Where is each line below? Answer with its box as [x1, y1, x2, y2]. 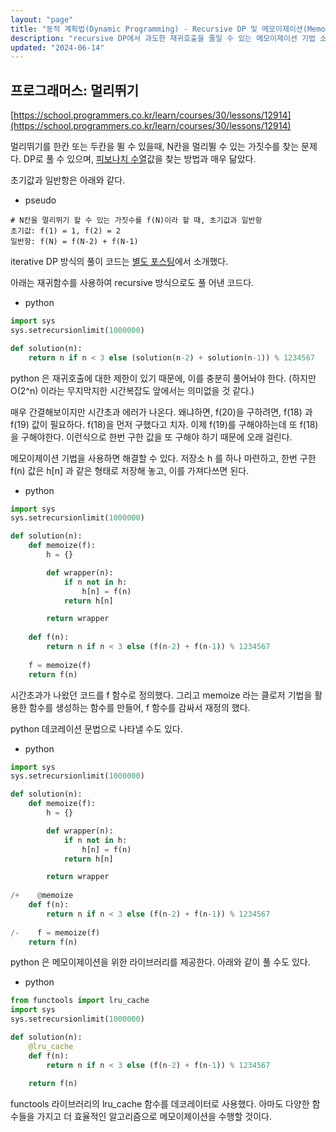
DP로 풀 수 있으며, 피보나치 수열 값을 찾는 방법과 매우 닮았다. [23, 153, 257, 165]
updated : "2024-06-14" [10, 42, 105, 53]
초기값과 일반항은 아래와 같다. [10, 174, 126, 186]
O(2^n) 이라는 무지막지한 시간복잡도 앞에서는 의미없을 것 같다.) [10, 384, 255, 396]
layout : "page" [10, 14, 74, 25]
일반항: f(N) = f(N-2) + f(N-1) [10, 237, 139, 247]
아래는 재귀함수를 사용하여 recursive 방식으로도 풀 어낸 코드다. [10, 277, 255, 289]
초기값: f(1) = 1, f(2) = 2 [10, 226, 121, 236]
